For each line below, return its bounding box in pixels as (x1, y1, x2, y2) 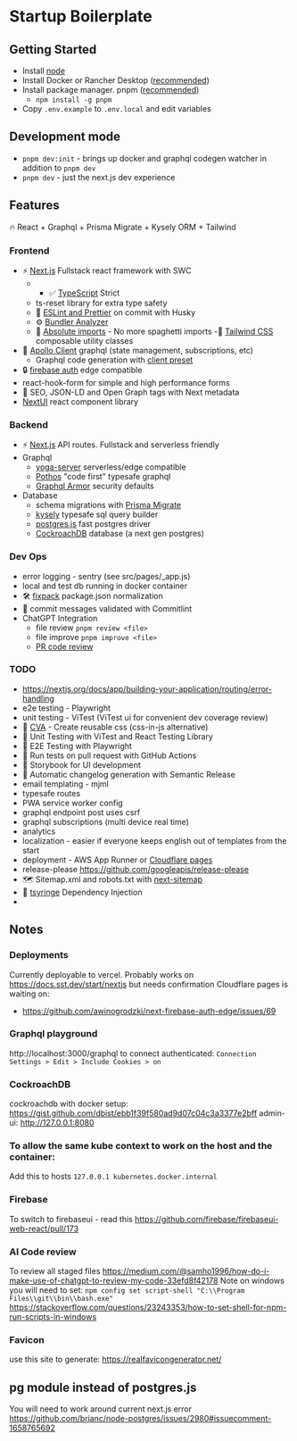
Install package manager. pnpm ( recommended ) (21, 85, 200, 95)
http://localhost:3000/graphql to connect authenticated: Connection (9, 1047, 257, 1059)
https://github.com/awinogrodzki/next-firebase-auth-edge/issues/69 (21, 1005, 276, 1016)
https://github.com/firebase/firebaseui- (135, 1213, 279, 1224)
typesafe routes (21, 787, 81, 798)
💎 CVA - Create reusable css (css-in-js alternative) (21, 721, 209, 732)
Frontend (9, 244, 50, 256)
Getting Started (9, 42, 97, 57)
